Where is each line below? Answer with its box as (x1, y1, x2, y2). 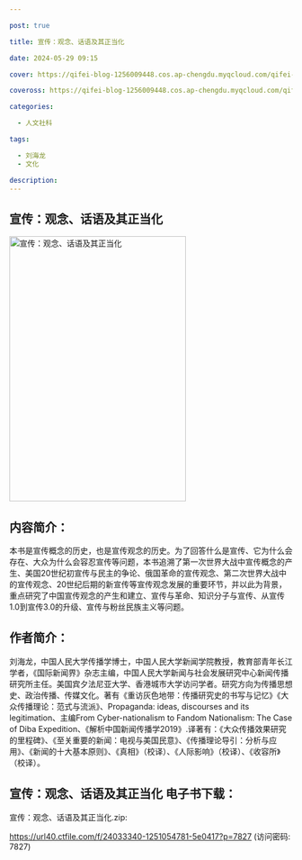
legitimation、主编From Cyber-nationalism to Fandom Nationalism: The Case (9, 712, 293, 723)
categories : (9, 103, 54, 112)
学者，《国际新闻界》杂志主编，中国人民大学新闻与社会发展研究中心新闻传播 (9, 667, 289, 678)
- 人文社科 (17, 119, 53, 128)
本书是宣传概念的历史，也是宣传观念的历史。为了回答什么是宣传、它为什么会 (9, 546, 293, 556)
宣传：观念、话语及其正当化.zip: (9, 811, 128, 822)
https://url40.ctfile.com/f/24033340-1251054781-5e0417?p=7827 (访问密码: (9, 830, 291, 842)
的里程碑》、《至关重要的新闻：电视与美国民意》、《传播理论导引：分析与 (9, 735, 270, 746)
